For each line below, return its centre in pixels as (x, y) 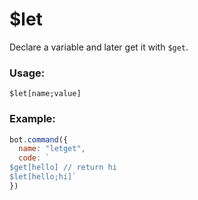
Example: (32, 119)
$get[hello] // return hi (63, 168)
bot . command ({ (39, 139)
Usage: (27, 73)
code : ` (34, 158)
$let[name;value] (45, 94)
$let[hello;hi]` (43, 177)
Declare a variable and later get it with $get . (99, 47)
